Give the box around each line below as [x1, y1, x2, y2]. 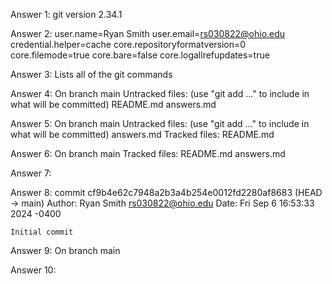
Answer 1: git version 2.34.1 [10, 9, 123, 20]
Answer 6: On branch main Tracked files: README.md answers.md [10, 148, 286, 159]
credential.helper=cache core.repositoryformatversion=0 [10, 39, 247, 50]
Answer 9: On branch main [10, 245, 121, 256]
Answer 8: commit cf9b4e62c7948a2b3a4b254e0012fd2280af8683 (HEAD [10, 187, 323, 198]
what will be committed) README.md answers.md [10, 99, 217, 110]
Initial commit [10, 227, 74, 237]
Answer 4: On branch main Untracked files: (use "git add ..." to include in [10, 88, 310, 99]
